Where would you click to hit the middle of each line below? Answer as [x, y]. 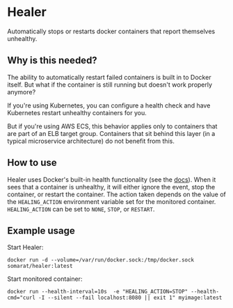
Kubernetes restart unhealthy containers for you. [77, 112]
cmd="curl [22, 298]
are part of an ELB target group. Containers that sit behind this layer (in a [111, 133]
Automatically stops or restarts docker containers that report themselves [111, 31]
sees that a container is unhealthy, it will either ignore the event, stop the [111, 187]
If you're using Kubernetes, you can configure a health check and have [109, 105]
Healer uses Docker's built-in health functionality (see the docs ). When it [112, 179]
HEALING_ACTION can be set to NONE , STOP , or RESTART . [81, 209]
